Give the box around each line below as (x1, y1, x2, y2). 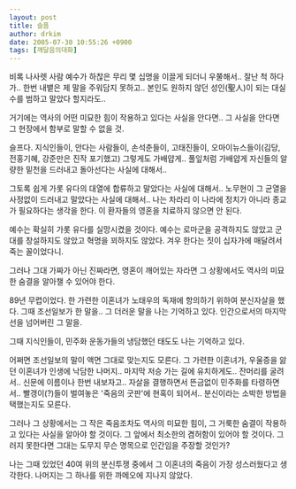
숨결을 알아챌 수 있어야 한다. (18, 276, 116, 287)
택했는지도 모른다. (9, 400, 72, 410)
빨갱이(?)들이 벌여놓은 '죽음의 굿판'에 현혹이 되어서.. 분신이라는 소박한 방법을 (22, 388, 287, 399)
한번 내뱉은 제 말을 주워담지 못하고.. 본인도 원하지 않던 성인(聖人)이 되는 (22, 82, 270, 93)
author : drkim (9, 29, 62, 38)
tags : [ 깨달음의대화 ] (9, 46, 78, 55)
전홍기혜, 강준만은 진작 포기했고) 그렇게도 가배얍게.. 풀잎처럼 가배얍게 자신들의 (9, 153, 278, 164)
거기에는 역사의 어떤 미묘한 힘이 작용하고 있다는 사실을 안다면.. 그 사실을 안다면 (9, 113, 280, 123)
